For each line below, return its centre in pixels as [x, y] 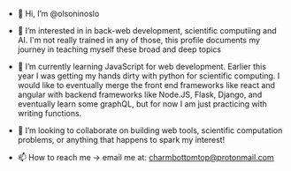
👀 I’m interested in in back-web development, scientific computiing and [147, 30]
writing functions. [50, 113]
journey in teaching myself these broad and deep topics [119, 49]
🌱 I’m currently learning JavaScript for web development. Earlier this [142, 67]
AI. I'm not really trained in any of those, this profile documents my [139, 40]
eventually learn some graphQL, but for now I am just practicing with [142, 104]
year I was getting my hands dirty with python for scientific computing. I [149, 76]
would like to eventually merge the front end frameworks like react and [146, 85]
